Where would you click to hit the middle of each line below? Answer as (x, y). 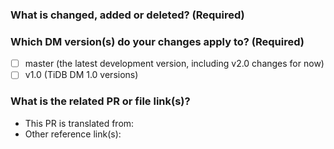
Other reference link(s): (73, 134)
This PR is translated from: (79, 123)
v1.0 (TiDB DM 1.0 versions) (81, 75)
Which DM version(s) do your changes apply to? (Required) (157, 41)
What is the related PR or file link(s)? (100, 101)
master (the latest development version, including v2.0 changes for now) (174, 64)
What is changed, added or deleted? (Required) (127, 15)
